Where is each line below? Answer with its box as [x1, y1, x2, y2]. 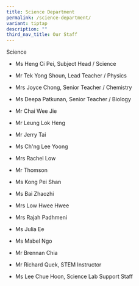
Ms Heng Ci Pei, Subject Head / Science [15, 60, 116, 68]
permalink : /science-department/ [6, 15, 91, 21]
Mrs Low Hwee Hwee [15, 202, 69, 209]
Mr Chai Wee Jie [15, 107, 57, 115]
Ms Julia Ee [15, 226, 45, 233]
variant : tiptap [6, 20, 48, 26]
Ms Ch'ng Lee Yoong [15, 143, 68, 150]
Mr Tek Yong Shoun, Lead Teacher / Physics [15, 72, 127, 79]
